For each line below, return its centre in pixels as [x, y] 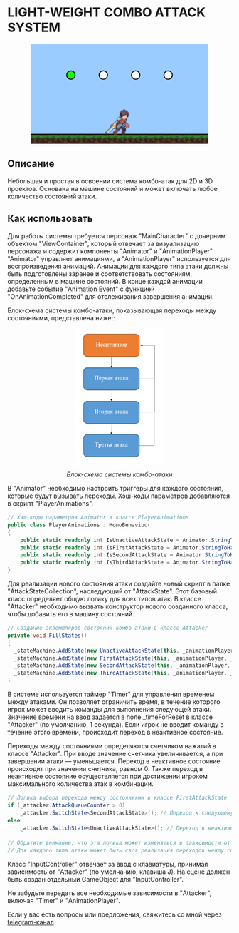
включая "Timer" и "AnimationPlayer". [64, 901]
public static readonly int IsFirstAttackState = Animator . [111, 547]
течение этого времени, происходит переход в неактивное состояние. [115, 733]
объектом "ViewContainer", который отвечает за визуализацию [103, 243]
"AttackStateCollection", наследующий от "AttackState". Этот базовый [112, 591]
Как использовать [51, 219]
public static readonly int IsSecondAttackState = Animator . [112, 555]
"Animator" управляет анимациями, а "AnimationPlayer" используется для [119, 258]
